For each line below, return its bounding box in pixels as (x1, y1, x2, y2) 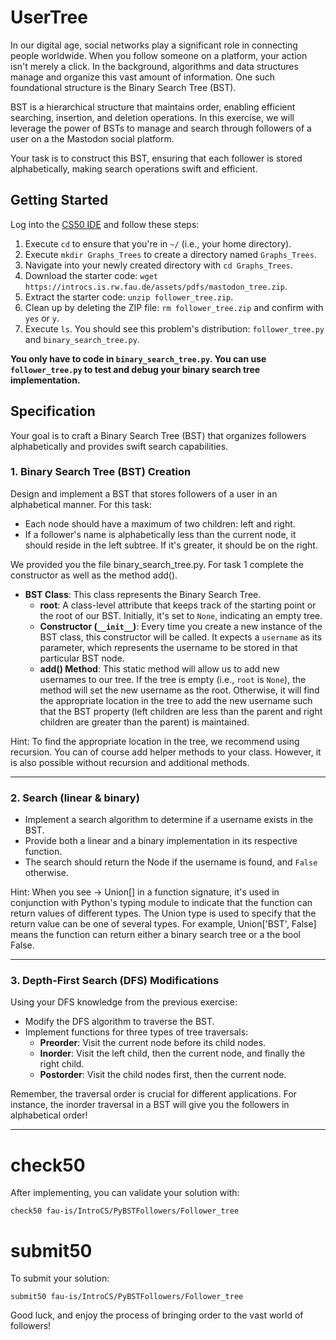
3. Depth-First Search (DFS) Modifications (10, 974, 220, 988)
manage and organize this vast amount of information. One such (10, 71, 276, 83)
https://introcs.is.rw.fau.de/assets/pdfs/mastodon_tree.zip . (24, 280, 288, 292)
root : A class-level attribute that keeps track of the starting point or (39, 599, 317, 611)
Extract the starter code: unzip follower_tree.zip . (24, 291, 234, 303)
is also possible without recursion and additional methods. (10, 756, 250, 768)
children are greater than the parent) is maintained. (39, 716, 250, 728)
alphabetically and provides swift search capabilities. (10, 440, 229, 452)
